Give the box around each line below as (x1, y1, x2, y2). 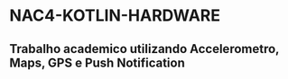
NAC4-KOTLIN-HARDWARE (9, 5, 221, 26)
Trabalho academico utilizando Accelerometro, (9, 41, 280, 57)
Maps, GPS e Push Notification (9, 55, 185, 70)
